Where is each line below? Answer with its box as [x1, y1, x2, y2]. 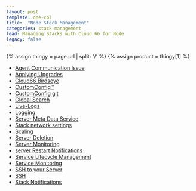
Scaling [14, 128, 34, 135]
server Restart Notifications [14, 147, 83, 154]
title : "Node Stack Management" [6, 20, 90, 26]
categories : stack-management [6, 25, 82, 32]
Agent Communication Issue [14, 64, 85, 72]
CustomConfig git [14, 90, 59, 97]
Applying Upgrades [14, 71, 63, 78]
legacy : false [6, 36, 42, 42]
